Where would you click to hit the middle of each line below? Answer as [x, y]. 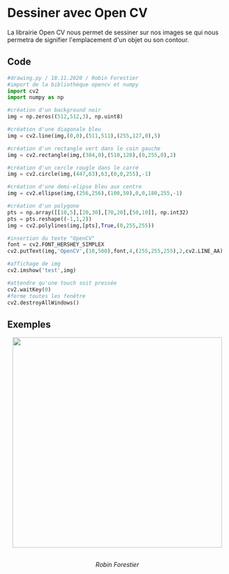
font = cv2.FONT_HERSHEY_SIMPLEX [56, 245]
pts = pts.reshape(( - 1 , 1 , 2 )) [50, 219]
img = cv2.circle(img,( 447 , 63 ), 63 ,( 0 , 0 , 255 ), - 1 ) [79, 174]
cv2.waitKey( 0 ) [29, 289]
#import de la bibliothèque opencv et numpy [73, 84]
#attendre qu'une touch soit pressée [62, 283]
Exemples [29, 324]
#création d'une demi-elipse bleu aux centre [74, 187]
